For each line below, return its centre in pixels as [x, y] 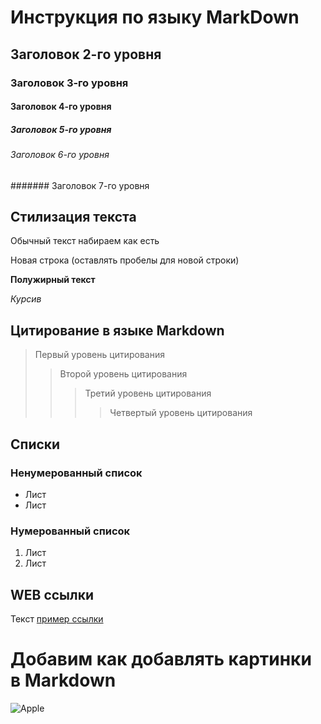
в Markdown [63, 680]
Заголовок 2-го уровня [86, 54]
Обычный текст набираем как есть [85, 241]
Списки [35, 444]
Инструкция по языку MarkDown [155, 17]
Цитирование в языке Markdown [117, 330]
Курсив [26, 299]
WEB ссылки [52, 594]
